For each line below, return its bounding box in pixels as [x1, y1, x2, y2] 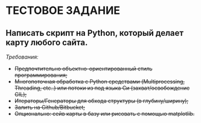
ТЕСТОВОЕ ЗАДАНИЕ [5, 4, 120, 18]
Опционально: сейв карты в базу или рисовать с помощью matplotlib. [14, 110, 195, 117]
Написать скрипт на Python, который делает [5, 28, 184, 38]
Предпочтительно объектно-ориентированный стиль [14, 65, 153, 72]
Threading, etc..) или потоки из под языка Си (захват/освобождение [14, 84, 190, 91]
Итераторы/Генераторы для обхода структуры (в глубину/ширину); [14, 98, 189, 104]
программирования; [14, 71, 68, 79]
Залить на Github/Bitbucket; [14, 104, 86, 111]
